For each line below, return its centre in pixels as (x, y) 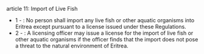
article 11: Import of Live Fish (42, 9)
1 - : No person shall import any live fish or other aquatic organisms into (105, 20)
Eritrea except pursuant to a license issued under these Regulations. (101, 27)
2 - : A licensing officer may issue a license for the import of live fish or (104, 33)
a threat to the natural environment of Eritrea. (72, 46)
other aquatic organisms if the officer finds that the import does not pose (107, 39)
